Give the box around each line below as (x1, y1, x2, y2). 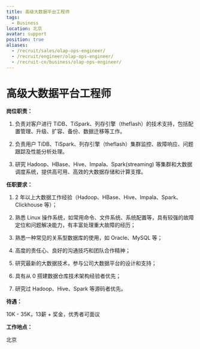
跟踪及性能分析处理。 (14, 148, 68, 155)
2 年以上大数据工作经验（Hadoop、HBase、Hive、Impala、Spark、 (14, 194, 181, 201)
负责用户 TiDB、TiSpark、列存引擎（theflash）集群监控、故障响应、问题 (14, 140, 193, 148)
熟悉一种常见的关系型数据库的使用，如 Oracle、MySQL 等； (14, 234, 163, 242)
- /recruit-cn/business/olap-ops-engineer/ (11, 59, 122, 65)
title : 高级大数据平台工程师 (6, 8, 70, 15)
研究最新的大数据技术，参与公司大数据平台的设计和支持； (14, 260, 157, 267)
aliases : (6, 43, 28, 49)
